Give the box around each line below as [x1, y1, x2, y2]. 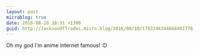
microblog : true [6, 14, 46, 20]
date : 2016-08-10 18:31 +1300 [6, 20, 82, 26]
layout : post [6, 8, 39, 15]
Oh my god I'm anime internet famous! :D [6, 42, 107, 49]
